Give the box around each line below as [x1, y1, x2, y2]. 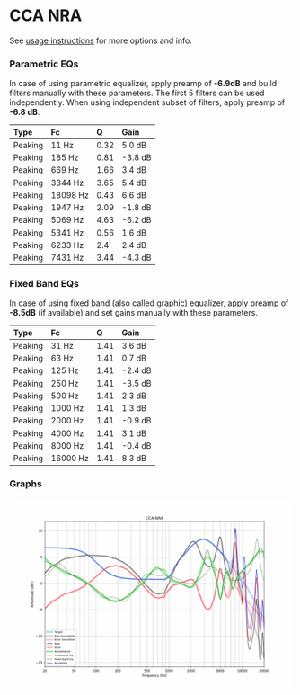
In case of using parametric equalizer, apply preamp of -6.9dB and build [9, 78, 278, 89]
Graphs [9, 477, 42, 490]
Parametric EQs [9, 58, 79, 70]
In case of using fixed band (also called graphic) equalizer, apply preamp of [9, 298, 289, 308]
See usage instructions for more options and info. [9, 35, 193, 46]
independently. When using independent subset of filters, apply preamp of [9, 97, 286, 108]
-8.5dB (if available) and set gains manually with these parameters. [9, 307, 259, 318]
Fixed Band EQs [9, 277, 79, 290]
